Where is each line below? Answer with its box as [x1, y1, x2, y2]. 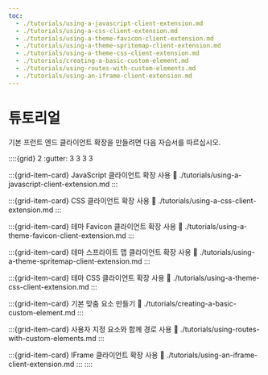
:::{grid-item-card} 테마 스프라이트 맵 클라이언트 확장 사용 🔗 [8, 247, 199, 256]
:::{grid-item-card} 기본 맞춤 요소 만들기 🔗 [8, 298, 142, 308]
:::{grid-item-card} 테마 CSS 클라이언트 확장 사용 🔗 [8, 273, 171, 282]
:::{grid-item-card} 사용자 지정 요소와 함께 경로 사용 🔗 [8, 324, 179, 334]
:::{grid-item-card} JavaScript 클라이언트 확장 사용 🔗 [8, 170, 178, 180]
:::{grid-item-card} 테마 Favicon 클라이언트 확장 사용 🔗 [8, 221, 183, 231]
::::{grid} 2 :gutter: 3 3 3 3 [8, 153, 94, 163]
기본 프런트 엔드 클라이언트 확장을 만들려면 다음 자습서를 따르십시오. [8, 137, 221, 147]
